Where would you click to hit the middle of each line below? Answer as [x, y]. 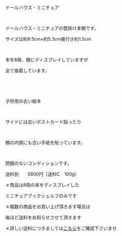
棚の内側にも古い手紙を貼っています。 [45, 142]
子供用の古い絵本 [23, 101]
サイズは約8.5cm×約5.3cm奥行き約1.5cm [48, 39]
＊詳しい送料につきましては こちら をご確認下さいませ [61, 228]
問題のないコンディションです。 [39, 163]
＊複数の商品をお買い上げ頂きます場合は [48, 206]
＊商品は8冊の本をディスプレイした [42, 185]
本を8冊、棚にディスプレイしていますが [47, 60]
